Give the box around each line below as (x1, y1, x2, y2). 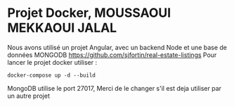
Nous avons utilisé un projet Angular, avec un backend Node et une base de (7, 43, 227, 51)
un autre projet (7, 92, 51, 100)
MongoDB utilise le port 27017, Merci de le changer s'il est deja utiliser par (7, 84, 222, 92)
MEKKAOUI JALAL (7, 20, 117, 36)
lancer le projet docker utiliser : (7, 58, 97, 66)
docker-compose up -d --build (7, 72, 96, 79)
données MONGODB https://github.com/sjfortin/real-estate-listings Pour (7, 51, 217, 59)
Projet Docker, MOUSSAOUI (7, 5, 171, 21)
